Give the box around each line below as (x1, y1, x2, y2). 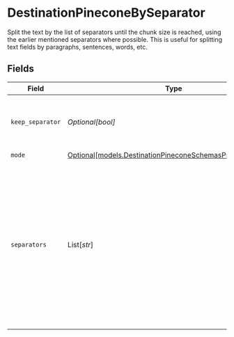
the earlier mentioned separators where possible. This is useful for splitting (7, 35, 223, 43)
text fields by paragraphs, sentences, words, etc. (7, 42, 148, 51)
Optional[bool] (67, 117, 116, 127)
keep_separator (10, 118, 61, 126)
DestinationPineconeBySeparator (7, 5, 205, 21)
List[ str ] (67, 240, 94, 249)
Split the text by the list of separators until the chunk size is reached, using (7, 28, 221, 36)
